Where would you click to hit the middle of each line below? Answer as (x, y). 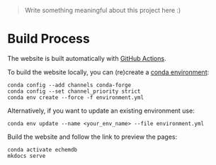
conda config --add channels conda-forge (69, 85)
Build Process (49, 39)
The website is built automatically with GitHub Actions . (87, 58)
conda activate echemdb (42, 149)
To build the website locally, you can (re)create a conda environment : (108, 72)
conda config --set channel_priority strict (74, 91)
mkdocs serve (27, 156)
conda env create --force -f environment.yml (75, 97)
